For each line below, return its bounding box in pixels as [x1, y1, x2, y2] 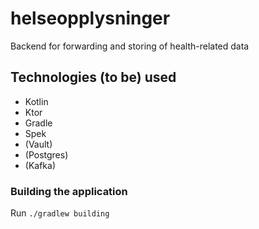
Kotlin [24, 95, 49, 107]
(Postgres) [24, 148, 69, 161]
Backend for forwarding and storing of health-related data [10, 40, 250, 52]
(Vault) [24, 138, 53, 150]
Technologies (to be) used [10, 69, 177, 86]
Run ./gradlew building [10, 207, 110, 219]
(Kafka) [24, 159, 57, 171]
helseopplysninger [10, 7, 171, 30]
